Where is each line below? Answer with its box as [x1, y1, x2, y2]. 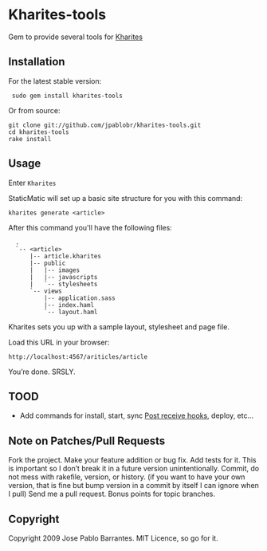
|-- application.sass [43, 293, 116, 302]
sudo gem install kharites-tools [11, 92, 124, 100]
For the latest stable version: [8, 76, 102, 85]
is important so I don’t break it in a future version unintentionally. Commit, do [8, 464, 260, 474]
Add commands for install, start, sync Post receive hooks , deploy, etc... [19, 411, 254, 420]
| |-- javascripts [29, 273, 98, 281]
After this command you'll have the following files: [8, 222, 173, 232]
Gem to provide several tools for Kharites [8, 32, 143, 41]
